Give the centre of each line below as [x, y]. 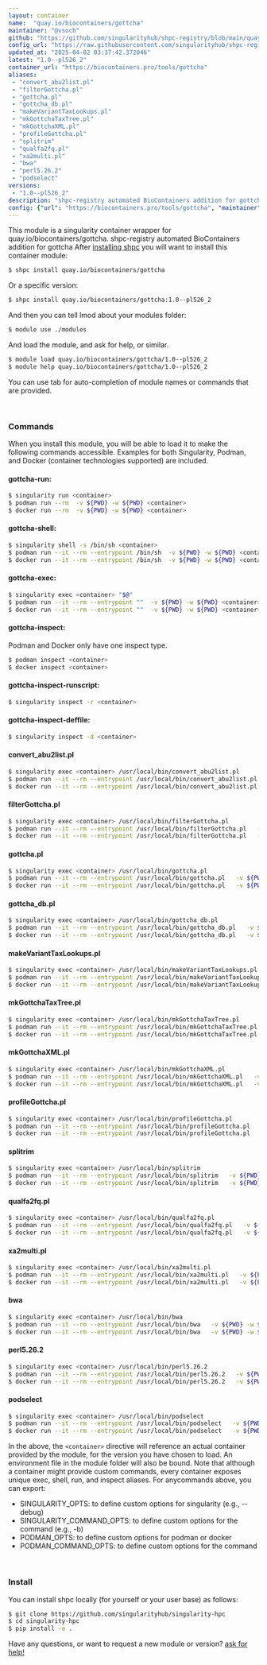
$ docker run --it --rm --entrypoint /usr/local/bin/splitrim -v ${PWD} [135, 1183]
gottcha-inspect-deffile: [49, 720]
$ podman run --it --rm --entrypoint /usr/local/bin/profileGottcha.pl [129, 1126]
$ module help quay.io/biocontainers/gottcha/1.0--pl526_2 [108, 366]
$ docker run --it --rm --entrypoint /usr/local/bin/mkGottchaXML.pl [126, 1084]
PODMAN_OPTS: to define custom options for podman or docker [126, 1538]
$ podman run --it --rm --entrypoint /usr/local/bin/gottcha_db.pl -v [131, 928]
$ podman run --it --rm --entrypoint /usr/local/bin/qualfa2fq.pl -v [129, 1226]
